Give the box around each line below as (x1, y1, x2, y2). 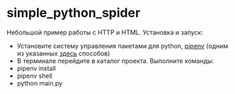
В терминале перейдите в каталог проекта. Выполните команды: (16, 56, 214, 65)
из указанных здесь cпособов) (16, 49, 110, 58)
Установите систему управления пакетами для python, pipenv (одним (16, 41, 229, 50)
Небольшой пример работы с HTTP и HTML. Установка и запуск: (6, 28, 203, 36)
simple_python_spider (6, 5, 141, 21)
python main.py (16, 79, 63, 87)
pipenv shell (16, 72, 52, 80)
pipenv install (16, 64, 56, 72)
